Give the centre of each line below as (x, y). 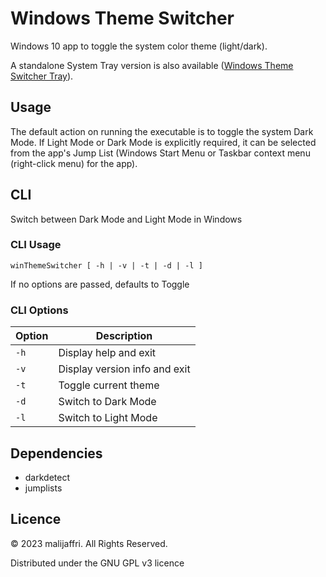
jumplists (43, 488)
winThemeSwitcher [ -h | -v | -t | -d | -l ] (106, 265)
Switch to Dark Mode (107, 402)
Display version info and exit (124, 369)
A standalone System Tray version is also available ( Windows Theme (152, 65)
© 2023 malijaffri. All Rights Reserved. (89, 543)
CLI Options (39, 310)
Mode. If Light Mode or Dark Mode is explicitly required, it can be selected (163, 142)
